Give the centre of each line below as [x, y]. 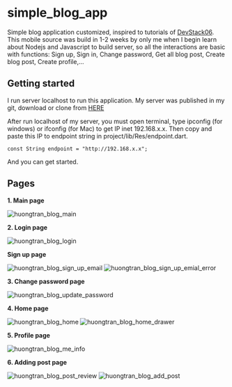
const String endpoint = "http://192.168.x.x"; [78, 149]
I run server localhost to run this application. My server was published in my [116, 100]
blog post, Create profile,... [46, 61]
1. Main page [26, 200]
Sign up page [27, 254]
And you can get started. [43, 161]
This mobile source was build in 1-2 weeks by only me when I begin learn [112, 39]
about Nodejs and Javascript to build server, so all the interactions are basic [116, 47]
